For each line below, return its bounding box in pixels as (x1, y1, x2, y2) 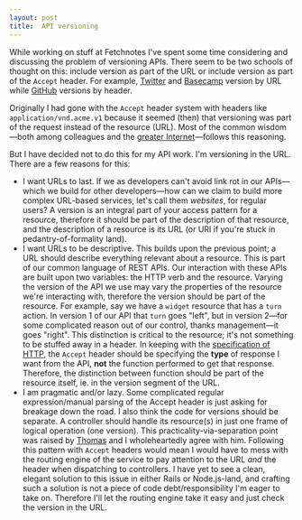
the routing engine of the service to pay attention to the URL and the (22, 453, 277, 465)
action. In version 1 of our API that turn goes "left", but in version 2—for (22, 310, 288, 320)
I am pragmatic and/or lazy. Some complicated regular (22, 386, 224, 397)
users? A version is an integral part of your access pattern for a (22, 204, 258, 215)
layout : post (9, 13, 59, 23)
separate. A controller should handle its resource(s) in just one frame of (22, 415, 288, 426)
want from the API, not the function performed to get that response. (22, 357, 275, 368)
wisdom (257, 121, 287, 132)
